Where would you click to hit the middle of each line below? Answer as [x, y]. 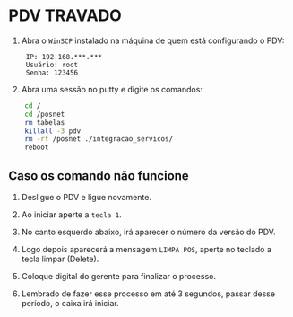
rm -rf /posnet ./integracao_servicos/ [99, 139]
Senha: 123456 [52, 73]
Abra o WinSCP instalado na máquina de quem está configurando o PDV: [153, 40]
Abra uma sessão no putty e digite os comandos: [112, 89]
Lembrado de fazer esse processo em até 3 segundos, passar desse [148, 294]
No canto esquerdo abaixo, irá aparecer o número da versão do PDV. [148, 232]
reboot [37, 148]
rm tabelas [45, 122]
